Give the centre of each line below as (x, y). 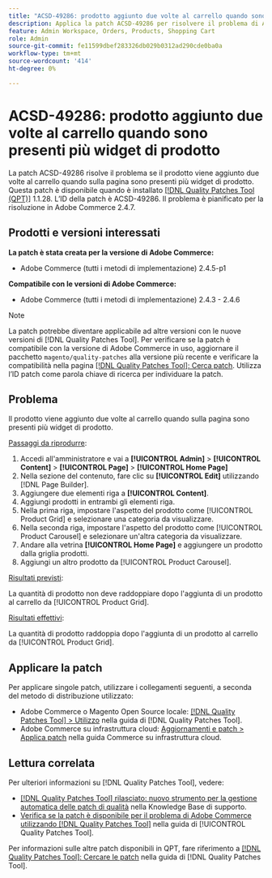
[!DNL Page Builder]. (54, 485)
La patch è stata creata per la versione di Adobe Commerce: (111, 252)
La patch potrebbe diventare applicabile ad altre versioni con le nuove (125, 331)
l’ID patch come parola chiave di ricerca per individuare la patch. (116, 374)
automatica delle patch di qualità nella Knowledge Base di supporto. (133, 807)
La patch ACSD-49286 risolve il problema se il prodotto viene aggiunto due (134, 173)
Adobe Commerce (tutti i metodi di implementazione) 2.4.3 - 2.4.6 (130, 299)
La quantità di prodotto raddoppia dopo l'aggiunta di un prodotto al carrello (133, 634)
